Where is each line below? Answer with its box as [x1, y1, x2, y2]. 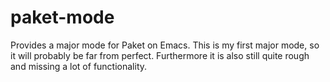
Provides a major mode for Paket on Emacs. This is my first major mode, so [10, 39, 320, 51]
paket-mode [10, 6, 115, 29]
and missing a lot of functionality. [10, 60, 148, 72]
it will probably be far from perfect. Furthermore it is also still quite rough [10, 49, 310, 61]
